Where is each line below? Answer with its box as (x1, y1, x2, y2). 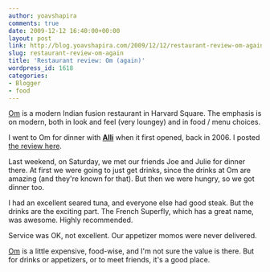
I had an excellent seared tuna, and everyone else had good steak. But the (8, 198, 255, 208)
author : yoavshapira (8, 11, 78, 20)
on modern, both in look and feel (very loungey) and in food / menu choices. (8, 117, 261, 127)
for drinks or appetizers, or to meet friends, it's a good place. (8, 255, 211, 265)
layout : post (8, 34, 52, 43)
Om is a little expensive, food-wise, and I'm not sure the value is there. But (8, 246, 255, 256)
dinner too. (8, 183, 45, 192)
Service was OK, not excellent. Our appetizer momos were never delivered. (8, 231, 257, 241)
